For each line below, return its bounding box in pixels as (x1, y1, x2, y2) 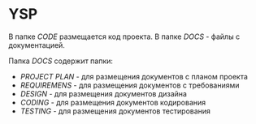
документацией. (8, 40, 65, 49)
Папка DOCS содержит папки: (8, 56, 114, 66)
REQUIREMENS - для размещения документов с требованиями (20, 80, 240, 90)
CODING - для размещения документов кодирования (20, 97, 206, 107)
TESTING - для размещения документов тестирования (20, 106, 211, 116)
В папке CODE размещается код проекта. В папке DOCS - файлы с (8, 32, 241, 41)
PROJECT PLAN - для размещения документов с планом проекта (20, 71, 248, 81)
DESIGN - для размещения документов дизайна (20, 88, 187, 98)
